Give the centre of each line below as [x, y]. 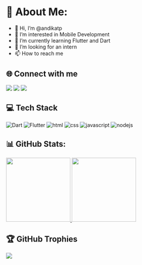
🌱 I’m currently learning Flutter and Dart [62, 40]
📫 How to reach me [39, 53]
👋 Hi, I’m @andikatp [38, 28]
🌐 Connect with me [42, 74]
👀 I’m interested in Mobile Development [62, 34]
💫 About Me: [37, 12]
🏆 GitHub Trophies [42, 239]
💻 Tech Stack [32, 108]
